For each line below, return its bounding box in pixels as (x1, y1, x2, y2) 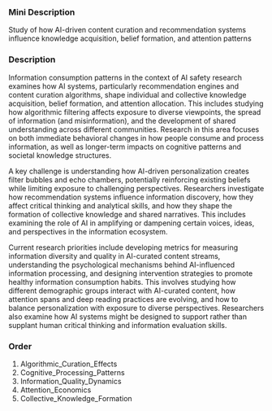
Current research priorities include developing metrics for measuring (8, 243, 239, 252)
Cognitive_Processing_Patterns (19, 367, 125, 377)
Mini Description (8, 7, 76, 18)
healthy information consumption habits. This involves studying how (8, 277, 236, 286)
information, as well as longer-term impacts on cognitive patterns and (8, 142, 242, 151)
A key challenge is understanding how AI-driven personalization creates (8, 166, 249, 176)
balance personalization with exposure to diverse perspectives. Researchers (8, 303, 265, 313)
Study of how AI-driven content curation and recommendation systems (8, 25, 246, 35)
